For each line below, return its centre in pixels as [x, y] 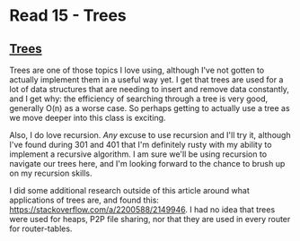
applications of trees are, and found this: [84, 200]
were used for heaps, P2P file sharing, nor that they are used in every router [150, 219]
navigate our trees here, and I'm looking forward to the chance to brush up [147, 164]
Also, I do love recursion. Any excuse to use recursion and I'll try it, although [150, 135]
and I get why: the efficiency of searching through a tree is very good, [139, 99]
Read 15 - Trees [68, 16]
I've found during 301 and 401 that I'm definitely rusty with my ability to [141, 145]
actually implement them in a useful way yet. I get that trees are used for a [146, 80]
